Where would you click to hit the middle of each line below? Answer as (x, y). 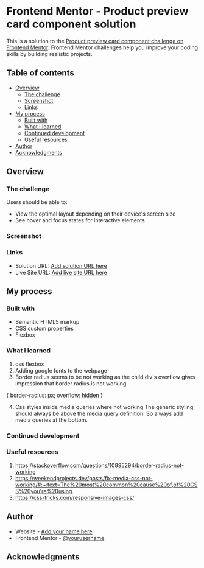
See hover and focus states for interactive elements (80, 220)
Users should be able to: (37, 202)
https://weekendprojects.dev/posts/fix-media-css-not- (84, 478)
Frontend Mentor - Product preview (97, 11)
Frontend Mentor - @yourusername (60, 538)
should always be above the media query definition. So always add (99, 413)
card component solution (71, 24)
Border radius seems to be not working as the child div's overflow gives (105, 377)
